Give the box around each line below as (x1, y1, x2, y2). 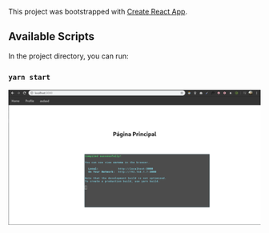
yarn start (8, 72, 50, 82)
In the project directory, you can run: (8, 51, 129, 61)
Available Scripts (8, 30, 94, 43)
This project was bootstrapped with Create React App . (8, 7, 188, 16)
